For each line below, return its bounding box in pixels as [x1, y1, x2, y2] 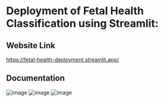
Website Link [6, 40, 55, 50]
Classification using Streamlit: [6, 17, 159, 30]
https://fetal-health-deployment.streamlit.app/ [6, 56, 119, 63]
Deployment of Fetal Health [6, 4, 144, 18]
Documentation [6, 73, 65, 84]
